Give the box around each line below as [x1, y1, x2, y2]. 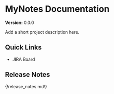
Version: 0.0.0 [5, 20, 34, 25]
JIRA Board [12, 56, 35, 62]
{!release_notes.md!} [5, 83, 47, 89]
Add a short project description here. [5, 29, 80, 35]
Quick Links [5, 43, 42, 52]
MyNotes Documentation [5, 3, 110, 15]
